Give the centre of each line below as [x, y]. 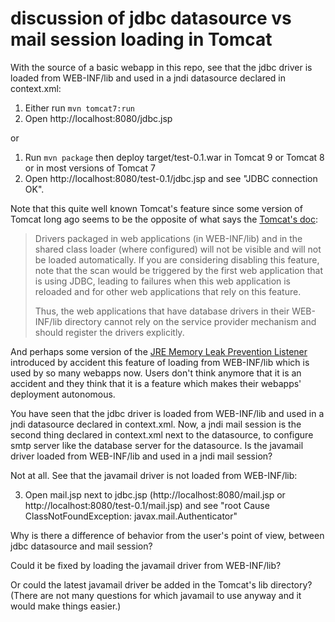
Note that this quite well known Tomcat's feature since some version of [156, 208]
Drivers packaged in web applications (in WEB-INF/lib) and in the [168, 238]
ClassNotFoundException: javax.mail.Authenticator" [131, 516]
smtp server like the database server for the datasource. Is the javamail [157, 445]
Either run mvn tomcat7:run [79, 108]
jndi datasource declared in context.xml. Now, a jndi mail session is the [156, 424]
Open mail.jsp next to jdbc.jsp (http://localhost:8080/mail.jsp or [155, 494]
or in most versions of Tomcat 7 [90, 168]
